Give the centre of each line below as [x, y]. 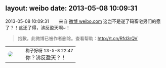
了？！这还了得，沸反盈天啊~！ [38, 27]
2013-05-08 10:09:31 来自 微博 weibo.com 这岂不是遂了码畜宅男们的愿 [83, 21]
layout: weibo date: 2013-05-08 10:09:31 [71, 8]
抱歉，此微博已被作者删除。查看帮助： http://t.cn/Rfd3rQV [78, 38]
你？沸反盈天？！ [46, 57]
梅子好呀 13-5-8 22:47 [49, 50]
